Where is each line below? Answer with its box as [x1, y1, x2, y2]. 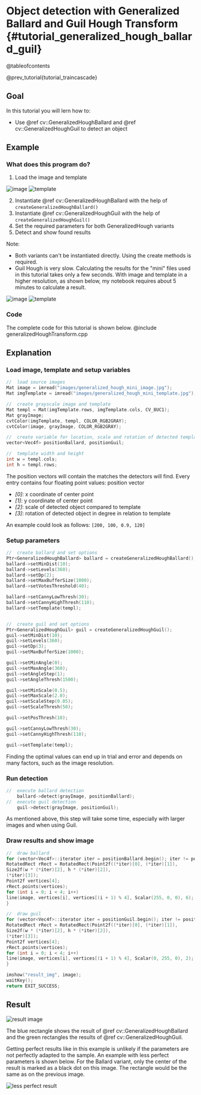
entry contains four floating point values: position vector [6, 479, 145, 486]
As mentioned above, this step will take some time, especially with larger [6, 815, 185, 823]
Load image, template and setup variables [6, 366, 130, 374]
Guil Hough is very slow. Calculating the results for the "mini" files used [14, 265, 191, 272]
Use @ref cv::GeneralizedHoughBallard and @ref [14, 119, 136, 126]
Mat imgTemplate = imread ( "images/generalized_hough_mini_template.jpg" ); [6, 390, 197, 396]
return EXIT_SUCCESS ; [6, 983, 60, 989]
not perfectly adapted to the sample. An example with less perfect [6, 1051, 169, 1058]
